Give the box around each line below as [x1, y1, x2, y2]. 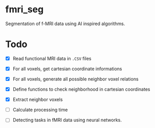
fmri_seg [5, 4, 44, 15]
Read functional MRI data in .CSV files [12, 55, 92, 61]
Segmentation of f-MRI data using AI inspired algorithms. [5, 20, 125, 27]
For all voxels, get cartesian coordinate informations [12, 66, 122, 72]
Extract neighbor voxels [12, 96, 63, 103]
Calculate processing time [12, 106, 68, 113]
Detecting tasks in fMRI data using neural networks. [12, 117, 122, 123]
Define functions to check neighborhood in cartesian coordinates [12, 86, 150, 93]
